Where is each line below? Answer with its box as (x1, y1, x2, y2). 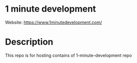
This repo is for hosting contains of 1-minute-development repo (5, 52, 132, 58)
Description (5, 36, 53, 47)
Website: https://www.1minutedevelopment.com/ (5, 19, 102, 25)
